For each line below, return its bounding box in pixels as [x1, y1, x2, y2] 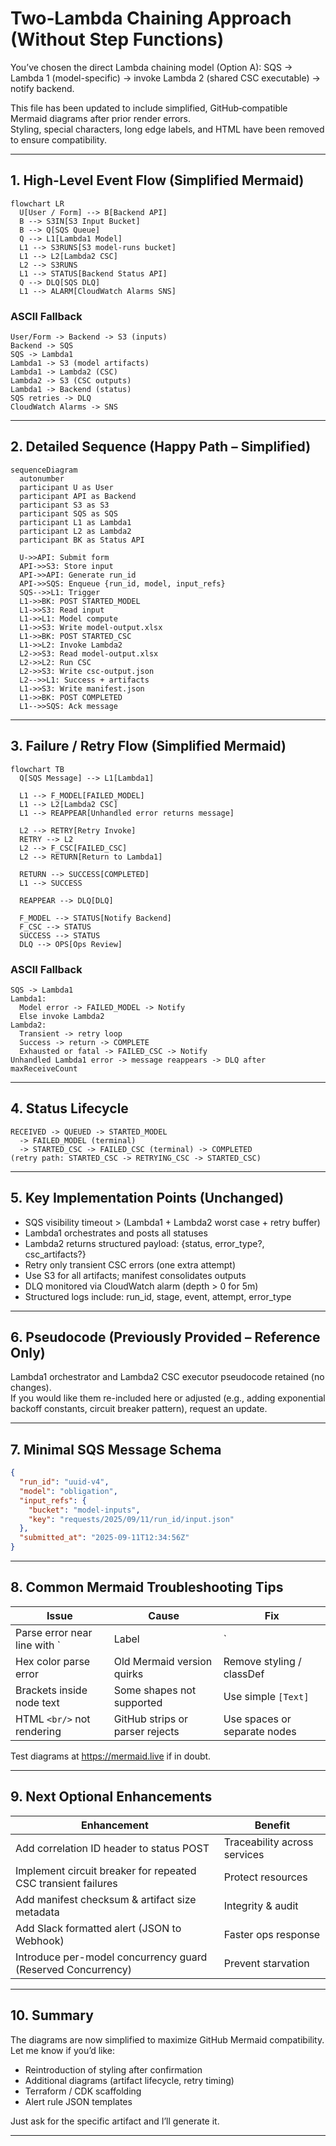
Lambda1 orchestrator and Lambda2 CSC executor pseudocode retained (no [10, 1371, 325, 1383]
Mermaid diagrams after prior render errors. [10, 112, 191, 124]
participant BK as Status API [19, 535, 145, 545]
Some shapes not [113, 1683, 197, 1697]
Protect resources [223, 1870, 308, 1884]
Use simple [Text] [223, 1689, 310, 1703]
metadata [15, 1905, 60, 1919]
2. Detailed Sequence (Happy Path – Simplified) [10, 438, 312, 456]
